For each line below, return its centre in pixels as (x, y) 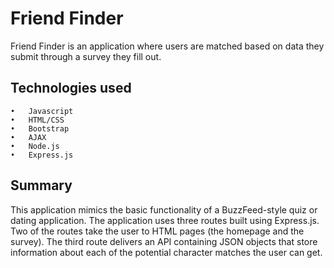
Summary (41, 185)
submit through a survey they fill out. (86, 56)
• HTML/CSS (37, 120)
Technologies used (71, 88)
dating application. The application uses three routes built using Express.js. (165, 220)
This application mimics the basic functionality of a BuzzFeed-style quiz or (164, 209)
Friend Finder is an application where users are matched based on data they (167, 46)
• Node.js (35, 146)
